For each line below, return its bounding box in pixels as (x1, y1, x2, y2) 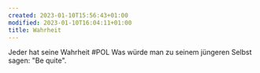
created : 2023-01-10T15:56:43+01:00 (8, 11, 128, 20)
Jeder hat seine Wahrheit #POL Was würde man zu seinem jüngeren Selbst (8, 48, 252, 57)
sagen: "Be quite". (8, 56, 67, 65)
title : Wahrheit (8, 26, 61, 34)
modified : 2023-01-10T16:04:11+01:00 (8, 19, 132, 27)
